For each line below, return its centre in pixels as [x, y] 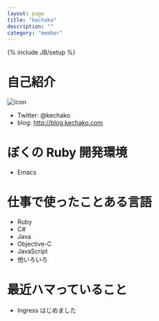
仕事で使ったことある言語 [80, 203]
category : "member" [35, 33]
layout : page [26, 13]
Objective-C [34, 244]
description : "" [30, 26]
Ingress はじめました [47, 310]
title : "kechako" [32, 20]
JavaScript [32, 251]
